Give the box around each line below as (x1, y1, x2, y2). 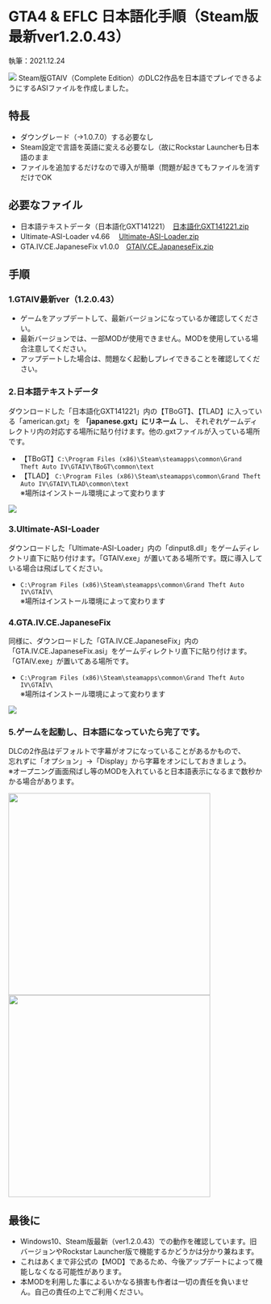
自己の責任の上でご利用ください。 (34, 1287, 148, 1297)
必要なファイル (8, 199, 83, 212)
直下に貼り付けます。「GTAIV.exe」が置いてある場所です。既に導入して (29, 553, 263, 562)
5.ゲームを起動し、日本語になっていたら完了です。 (8, 726, 205, 738)
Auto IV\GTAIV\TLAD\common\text (19, 480, 129, 488)
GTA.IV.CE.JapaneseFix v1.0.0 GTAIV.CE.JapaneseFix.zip (19, 242, 214, 251)
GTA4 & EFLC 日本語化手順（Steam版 (8, 7, 259, 26)
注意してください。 (27, 344, 91, 354)
